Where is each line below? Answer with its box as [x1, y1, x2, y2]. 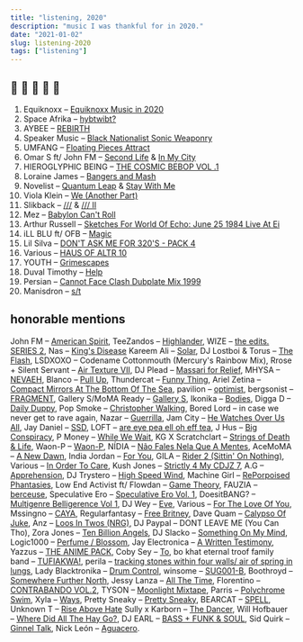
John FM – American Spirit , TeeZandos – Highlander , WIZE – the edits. [10, 335, 270, 347]
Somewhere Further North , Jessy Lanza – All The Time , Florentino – [10, 574, 261, 585]
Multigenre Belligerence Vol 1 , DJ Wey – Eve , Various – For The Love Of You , [10, 498, 292, 509]
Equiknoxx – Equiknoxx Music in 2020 [22, 104, 165, 114]
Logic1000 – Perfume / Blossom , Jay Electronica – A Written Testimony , [10, 537, 275, 547]
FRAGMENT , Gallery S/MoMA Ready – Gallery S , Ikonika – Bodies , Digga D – [10, 393, 291, 403]
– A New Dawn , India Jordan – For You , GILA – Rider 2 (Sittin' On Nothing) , [10, 450, 285, 461]
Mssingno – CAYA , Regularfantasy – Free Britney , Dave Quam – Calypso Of [10, 508, 287, 519]
